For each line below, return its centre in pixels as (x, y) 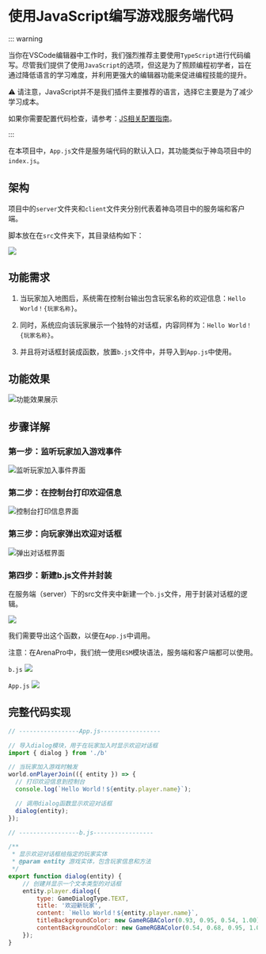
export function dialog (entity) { (65, 876)
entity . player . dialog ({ (62, 891)
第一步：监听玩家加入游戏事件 (65, 451)
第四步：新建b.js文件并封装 (60, 575)
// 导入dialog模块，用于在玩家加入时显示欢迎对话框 (83, 746)
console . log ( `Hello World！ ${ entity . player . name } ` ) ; (103, 789)
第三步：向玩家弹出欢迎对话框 (65, 534)
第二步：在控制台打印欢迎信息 (65, 492)
